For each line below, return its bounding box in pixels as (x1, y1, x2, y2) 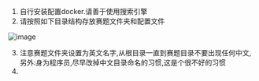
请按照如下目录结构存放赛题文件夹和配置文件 (19, 16, 165, 26)
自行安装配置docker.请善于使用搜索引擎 (19, 7, 148, 16)
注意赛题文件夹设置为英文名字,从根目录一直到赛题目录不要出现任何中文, (19, 48, 252, 57)
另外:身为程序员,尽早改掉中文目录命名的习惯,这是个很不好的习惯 (19, 58, 226, 67)
